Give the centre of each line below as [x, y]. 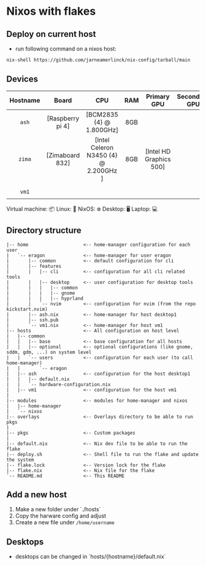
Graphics [158, 159]
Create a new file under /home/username [65, 522]
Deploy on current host [51, 34]
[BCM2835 [102, 114]
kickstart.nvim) [27, 309]
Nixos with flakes [51, 11]
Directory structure [44, 231]
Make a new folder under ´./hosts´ [58, 509]
